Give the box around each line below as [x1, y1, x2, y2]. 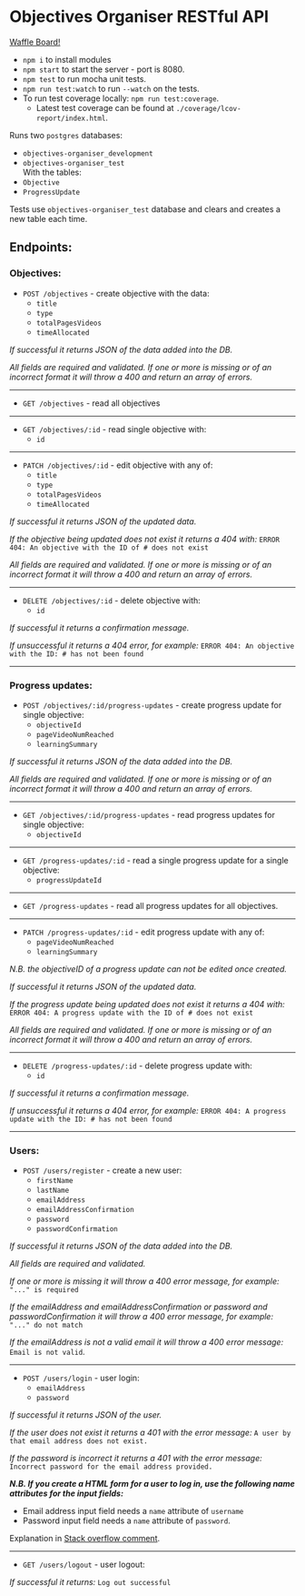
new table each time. [9, 213, 88, 224]
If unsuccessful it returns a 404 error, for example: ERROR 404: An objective [9, 640, 295, 651]
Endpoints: [9, 239, 73, 256]
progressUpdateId [35, 875, 103, 884]
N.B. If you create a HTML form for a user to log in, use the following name [9, 1479, 295, 1490]
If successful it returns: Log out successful [9, 1577, 172, 1588]
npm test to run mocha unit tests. [22, 73, 147, 84]
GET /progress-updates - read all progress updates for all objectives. [22, 900, 279, 911]
